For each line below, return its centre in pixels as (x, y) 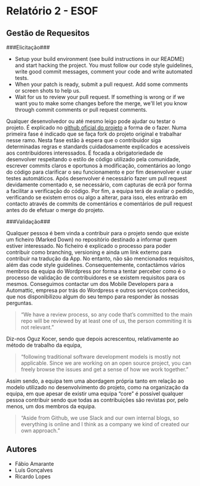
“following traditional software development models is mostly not (101, 357)
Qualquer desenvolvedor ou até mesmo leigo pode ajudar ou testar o (91, 121)
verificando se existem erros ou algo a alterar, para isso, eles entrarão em (97, 197)
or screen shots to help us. (48, 90)
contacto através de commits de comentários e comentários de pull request (99, 204)
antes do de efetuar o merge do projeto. (55, 210)
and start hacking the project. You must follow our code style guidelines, (104, 65)
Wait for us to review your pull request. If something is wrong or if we (100, 97)
